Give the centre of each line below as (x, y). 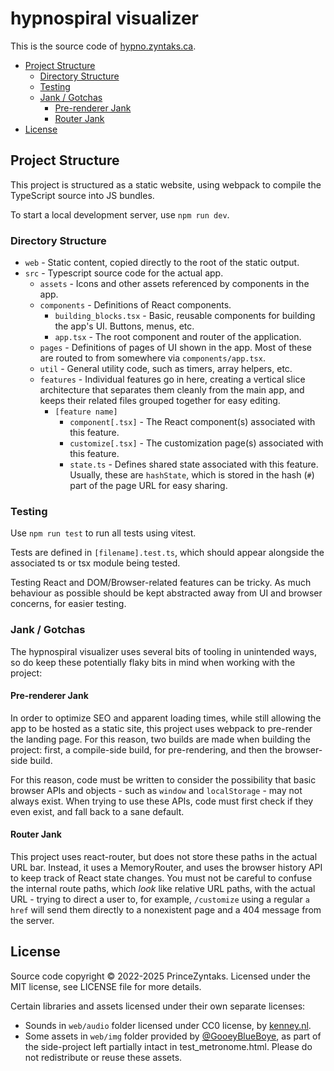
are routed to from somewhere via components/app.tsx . (152, 358)
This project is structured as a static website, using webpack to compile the (166, 184)
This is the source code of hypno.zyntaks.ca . (103, 46)
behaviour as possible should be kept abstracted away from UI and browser (166, 593)
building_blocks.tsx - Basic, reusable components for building (185, 316)
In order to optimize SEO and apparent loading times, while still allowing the (166, 718)
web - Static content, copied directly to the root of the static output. (162, 263)
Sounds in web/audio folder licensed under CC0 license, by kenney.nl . (168, 1025)
